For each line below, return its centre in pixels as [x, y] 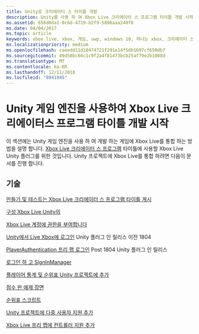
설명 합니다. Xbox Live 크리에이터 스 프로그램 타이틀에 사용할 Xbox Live [100, 149]
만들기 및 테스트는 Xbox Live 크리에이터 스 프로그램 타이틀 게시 [79, 199]
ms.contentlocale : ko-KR [37, 67]
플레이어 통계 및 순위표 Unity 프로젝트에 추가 [58, 274]
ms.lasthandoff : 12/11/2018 [41, 72]
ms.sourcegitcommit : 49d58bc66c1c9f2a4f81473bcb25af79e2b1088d [86, 56]
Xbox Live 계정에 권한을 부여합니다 [47, 224]
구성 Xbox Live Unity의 [33, 211]
